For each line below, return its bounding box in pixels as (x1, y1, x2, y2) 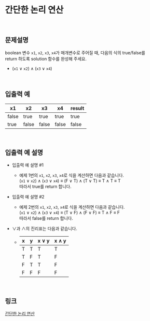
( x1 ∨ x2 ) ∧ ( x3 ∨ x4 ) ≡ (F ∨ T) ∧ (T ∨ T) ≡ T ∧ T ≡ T (19, 178, 121, 184)
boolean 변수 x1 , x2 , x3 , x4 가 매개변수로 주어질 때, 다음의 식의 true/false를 (5, 49, 146, 56)
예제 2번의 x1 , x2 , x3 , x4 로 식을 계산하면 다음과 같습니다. (19, 204, 125, 210)
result (70, 105, 84, 111)
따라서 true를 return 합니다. (19, 183, 71, 189)
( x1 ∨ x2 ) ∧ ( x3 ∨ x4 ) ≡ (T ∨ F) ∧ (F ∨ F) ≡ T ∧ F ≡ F (19, 210, 120, 215)
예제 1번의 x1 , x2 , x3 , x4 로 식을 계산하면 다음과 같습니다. (19, 172, 124, 178)
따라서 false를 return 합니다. (19, 215, 73, 221)
